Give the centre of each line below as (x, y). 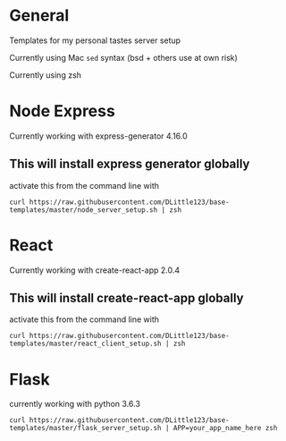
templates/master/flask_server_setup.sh (86, 428)
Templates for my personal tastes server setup (95, 40)
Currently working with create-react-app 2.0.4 (95, 270)
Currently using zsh (46, 75)
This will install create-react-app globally (126, 298)
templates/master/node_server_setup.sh (84, 210)
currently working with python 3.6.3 (75, 404)
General (39, 16)
